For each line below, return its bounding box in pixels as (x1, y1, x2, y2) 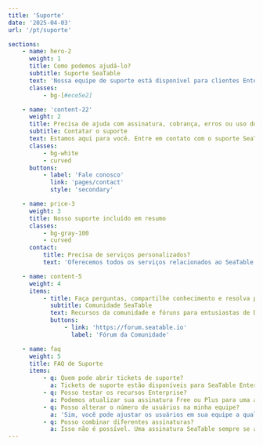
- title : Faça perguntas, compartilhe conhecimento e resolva (42, 294, 250, 302)
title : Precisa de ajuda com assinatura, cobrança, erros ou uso (28, 120, 247, 128)
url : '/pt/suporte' (8, 26, 72, 34)
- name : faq (22, 345, 61, 353)
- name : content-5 (22, 272, 82, 280)
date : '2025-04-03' (8, 19, 72, 27)
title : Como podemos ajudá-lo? (28, 62, 131, 71)
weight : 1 (28, 55, 61, 63)
